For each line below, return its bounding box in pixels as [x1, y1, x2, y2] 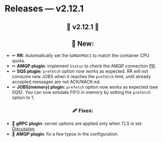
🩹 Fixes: [72, 107, 94, 114]
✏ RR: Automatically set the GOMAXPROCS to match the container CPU [11, 52, 150, 58]
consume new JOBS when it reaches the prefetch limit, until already [11, 74, 151, 80]
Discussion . [11, 126, 36, 132]
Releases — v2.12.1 [4, 3, 84, 14]
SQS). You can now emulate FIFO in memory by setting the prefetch [11, 90, 151, 95]
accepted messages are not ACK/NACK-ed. [11, 79, 101, 85]
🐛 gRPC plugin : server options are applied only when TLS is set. [11, 120, 143, 126]
